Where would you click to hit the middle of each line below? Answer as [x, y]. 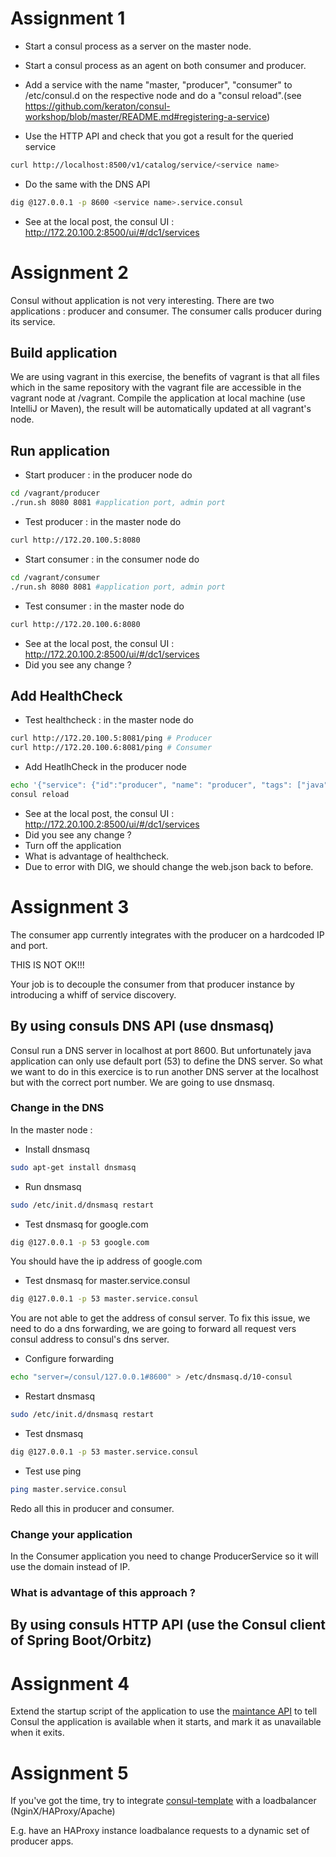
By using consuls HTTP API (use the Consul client [168, 1625]
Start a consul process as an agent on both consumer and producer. [165, 65]
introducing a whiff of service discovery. [93, 994]
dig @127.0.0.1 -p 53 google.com [80, 1242]
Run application [60, 450]
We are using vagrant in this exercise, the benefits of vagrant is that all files [165, 377]
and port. [29, 945]
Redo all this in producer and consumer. [92, 1508]
